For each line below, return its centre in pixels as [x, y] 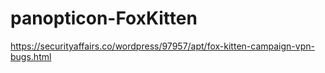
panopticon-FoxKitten [104, 18]
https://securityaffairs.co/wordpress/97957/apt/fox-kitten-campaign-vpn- [162, 46]
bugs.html [31, 56]
